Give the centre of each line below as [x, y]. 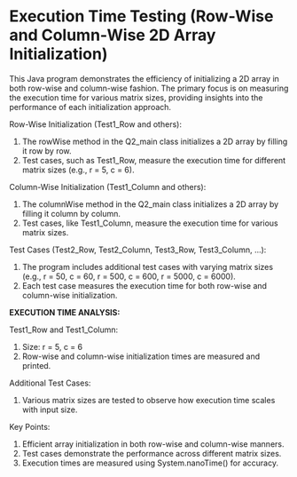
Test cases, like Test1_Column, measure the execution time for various [150, 223]
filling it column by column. [71, 213]
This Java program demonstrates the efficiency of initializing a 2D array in [144, 78]
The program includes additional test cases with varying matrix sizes [147, 266]
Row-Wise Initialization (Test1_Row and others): [95, 124]
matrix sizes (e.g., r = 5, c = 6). [78, 170]
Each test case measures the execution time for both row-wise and [145, 285]
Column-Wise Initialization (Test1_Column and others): [108, 187]
